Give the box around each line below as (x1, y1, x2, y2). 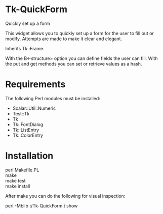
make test (5, 177, 26, 184)
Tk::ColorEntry (12, 132, 44, 138)
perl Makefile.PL (5, 167, 39, 173)
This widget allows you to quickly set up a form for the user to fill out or (5, 30, 154, 36)
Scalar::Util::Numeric (12, 105, 56, 111)
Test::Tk (12, 110, 30, 116)
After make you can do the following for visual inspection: (5, 193, 126, 199)
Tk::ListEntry (12, 127, 39, 133)
